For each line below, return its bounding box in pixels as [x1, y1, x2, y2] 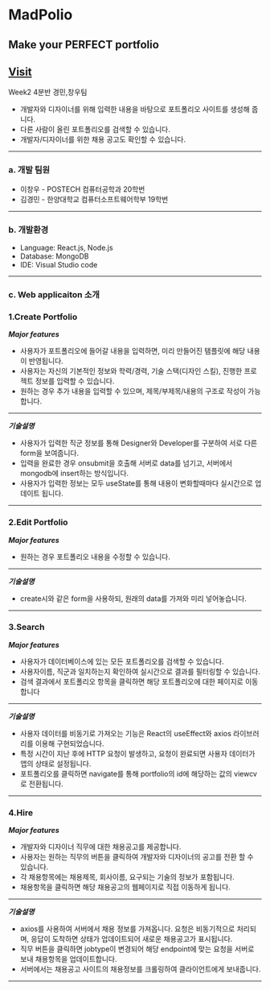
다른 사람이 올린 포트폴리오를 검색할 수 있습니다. [19, 125, 170, 135]
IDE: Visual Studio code [19, 259, 98, 269]
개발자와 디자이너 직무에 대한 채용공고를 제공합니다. [19, 842, 182, 851]
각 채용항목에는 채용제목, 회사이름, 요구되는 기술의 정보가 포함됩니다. [19, 872, 235, 882]
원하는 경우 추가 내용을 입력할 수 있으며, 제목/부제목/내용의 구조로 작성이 [19, 387, 247, 396]
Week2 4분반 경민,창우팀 [8, 87, 88, 97]
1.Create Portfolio [8, 311, 78, 322]
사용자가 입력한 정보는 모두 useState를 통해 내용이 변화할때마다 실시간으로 [19, 478, 253, 488]
